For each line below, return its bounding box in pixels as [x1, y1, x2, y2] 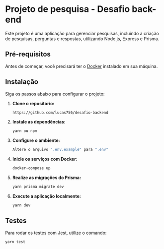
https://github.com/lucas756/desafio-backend [12, 110, 108, 115]
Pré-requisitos [5, 50, 51, 59]
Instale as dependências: [12, 119, 66, 125]
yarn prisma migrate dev [12, 185, 64, 189]
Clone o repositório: [12, 100, 55, 106]
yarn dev [12, 202, 31, 208]
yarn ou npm [12, 128, 37, 133]
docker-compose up [12, 166, 51, 171]
